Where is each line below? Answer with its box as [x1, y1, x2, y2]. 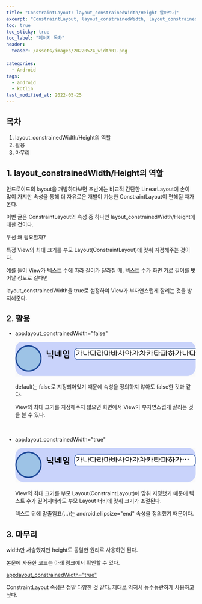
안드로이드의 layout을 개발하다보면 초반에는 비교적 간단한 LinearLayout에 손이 [6, 185, 190, 193]
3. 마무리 [6, 529, 38, 540]
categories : [6, 60, 36, 66]
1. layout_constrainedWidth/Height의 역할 [6, 168, 164, 179]
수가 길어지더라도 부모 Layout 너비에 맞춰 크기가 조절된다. [26, 497, 162, 505]
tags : [6, 73, 20, 79]
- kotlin [11, 86, 34, 92]
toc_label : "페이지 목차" [6, 35, 65, 42]
